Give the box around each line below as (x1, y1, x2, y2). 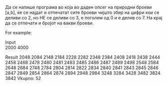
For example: (5, 30, 32, 35)
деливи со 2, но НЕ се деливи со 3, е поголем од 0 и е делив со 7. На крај (5, 15, 163, 20)
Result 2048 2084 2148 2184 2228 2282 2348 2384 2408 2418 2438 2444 (5, 54, 161, 60)
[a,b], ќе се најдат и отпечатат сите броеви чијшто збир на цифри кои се (5, 9, 160, 15)
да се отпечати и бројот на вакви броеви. (5, 20, 94, 26)
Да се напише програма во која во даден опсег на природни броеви (5, 4, 152, 10)
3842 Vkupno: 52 (5, 76, 41, 81)
